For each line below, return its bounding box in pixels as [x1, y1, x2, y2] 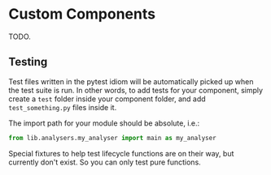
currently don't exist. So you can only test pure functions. [8, 157, 201, 167]
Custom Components [8, 5, 156, 23]
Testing [8, 55, 48, 69]
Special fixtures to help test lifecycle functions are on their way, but [8, 148, 234, 158]
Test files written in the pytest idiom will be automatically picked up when [8, 76, 254, 86]
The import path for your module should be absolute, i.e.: [8, 118, 200, 128]
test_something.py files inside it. [8, 102, 117, 112]
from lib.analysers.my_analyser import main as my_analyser [8, 134, 217, 142]
